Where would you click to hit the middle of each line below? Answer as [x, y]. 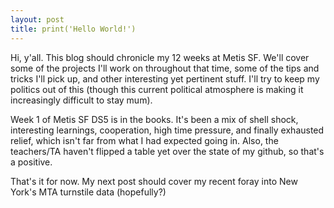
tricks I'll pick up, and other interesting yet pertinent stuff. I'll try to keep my [165, 78]
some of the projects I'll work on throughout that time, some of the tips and [165, 68]
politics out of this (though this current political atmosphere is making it [157, 89]
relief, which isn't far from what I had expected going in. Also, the [144, 140]
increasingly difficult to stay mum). [81, 100]
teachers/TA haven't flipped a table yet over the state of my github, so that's [167, 151]
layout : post [37, 19]
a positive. [31, 162]
